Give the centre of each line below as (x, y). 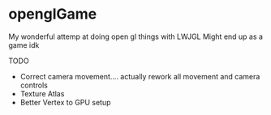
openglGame (53, 14)
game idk (24, 45)
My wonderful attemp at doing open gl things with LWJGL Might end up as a (136, 36)
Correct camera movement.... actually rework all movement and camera (140, 76)
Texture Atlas (42, 93)
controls (34, 85)
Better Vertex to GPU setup (65, 102)
